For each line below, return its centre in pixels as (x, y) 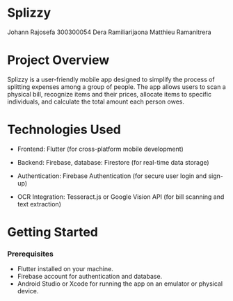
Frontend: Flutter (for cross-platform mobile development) (101, 149)
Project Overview (58, 60)
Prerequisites (30, 254)
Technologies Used (64, 130)
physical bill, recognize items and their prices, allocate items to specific (110, 94)
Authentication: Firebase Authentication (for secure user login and (112, 176)
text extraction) (39, 204)
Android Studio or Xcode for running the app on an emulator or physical (120, 284)
